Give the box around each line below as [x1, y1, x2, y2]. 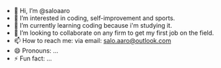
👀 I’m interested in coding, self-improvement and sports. [13, 14, 175, 22]
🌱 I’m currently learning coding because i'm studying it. [13, 22, 172, 29]
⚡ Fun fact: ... [13, 54, 52, 62]
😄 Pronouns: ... [13, 46, 59, 55]
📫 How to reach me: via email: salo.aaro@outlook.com [13, 37, 172, 44]
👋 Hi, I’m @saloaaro [13, 7, 70, 15]
